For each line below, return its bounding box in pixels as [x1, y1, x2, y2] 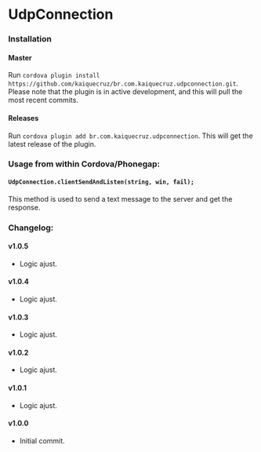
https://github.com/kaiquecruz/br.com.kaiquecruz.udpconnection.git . [8, 78, 239, 88]
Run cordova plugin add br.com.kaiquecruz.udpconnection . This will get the [8, 131, 253, 140]
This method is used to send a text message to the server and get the [8, 194, 233, 203]
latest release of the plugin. [8, 139, 96, 148]
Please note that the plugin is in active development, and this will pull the [8, 87, 243, 97]
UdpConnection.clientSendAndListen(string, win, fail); [8, 178, 194, 186]
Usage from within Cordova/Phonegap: [8, 159, 161, 169]
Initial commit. [19, 436, 65, 445]
